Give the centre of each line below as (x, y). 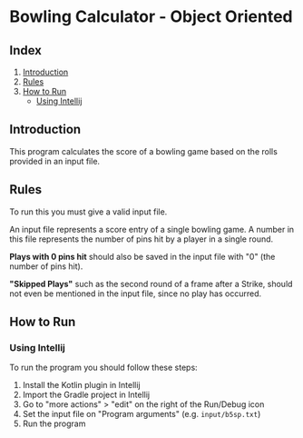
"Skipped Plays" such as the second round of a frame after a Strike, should (151, 284)
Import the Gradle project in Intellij (86, 395)
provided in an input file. (55, 161)
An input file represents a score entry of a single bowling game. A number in (152, 229)
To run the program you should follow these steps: (103, 368)
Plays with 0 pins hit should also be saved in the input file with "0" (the (142, 256)
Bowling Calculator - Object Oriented (151, 17)
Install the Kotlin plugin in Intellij (81, 385)
